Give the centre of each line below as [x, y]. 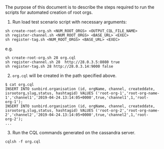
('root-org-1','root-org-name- [128, 93]
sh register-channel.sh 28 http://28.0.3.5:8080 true [63, 62]
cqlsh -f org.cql [23, 142]
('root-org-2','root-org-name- [128, 111]
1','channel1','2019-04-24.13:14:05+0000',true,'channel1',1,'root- [77, 98]
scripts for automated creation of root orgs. [49, 12]
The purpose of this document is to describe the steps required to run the [80, 7]
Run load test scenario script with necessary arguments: [69, 22]
